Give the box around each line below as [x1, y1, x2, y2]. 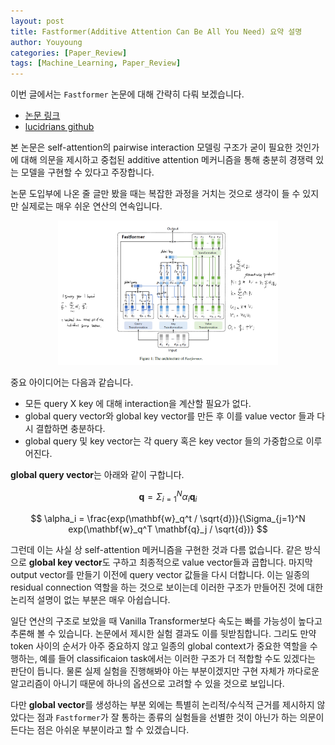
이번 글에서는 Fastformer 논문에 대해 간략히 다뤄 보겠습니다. [10, 88, 245, 100]
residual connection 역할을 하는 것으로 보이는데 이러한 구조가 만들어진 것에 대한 [10, 581, 324, 593]
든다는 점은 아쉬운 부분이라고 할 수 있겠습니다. [10, 723, 190, 735]
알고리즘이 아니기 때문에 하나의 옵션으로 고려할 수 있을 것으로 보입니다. [10, 677, 285, 689]
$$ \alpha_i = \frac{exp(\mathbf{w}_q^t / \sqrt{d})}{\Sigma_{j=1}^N [30, 512, 306, 524]
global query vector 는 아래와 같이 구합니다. [10, 469, 185, 481]
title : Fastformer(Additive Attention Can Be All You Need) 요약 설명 [10, 26, 303, 37]
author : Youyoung [10, 37, 83, 47]
